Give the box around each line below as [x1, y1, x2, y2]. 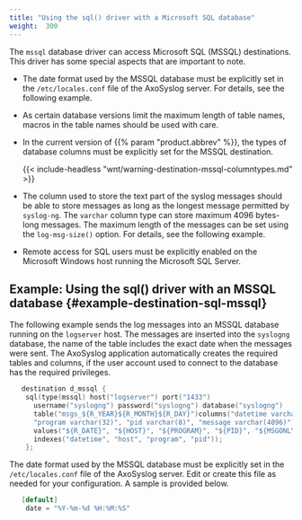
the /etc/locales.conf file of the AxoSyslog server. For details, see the [22, 83, 285, 93]
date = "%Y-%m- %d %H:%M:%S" [25, 504, 130, 513]
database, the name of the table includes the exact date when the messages [9, 339, 292, 349]
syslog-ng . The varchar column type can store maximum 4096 [22, 209, 254, 220]
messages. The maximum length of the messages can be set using [40, 219, 289, 230]
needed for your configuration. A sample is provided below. [9, 478, 229, 489]
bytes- [255, 209, 280, 220]
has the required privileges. [9, 367, 111, 378]
